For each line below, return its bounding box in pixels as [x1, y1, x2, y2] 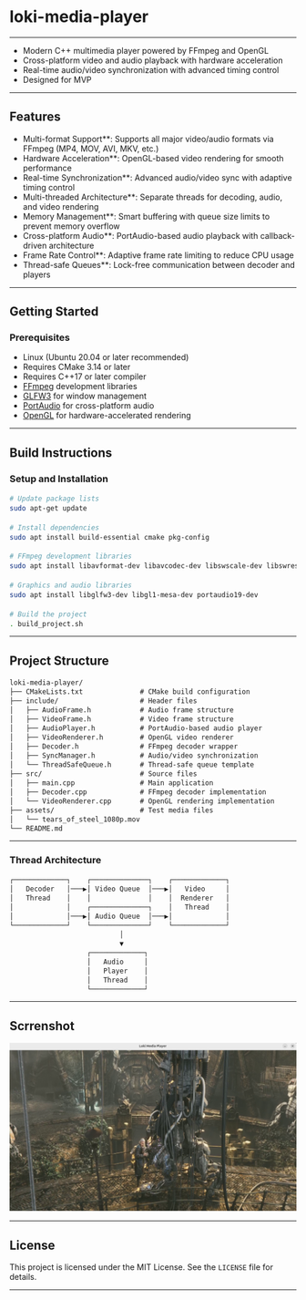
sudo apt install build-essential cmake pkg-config [9, 532, 209, 542]
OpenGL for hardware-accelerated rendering [22, 410, 191, 421]
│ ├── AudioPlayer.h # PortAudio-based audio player [9, 724, 262, 733]
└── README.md [9, 824, 64, 833]
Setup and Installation [9, 472, 109, 485]
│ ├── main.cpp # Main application [9, 779, 214, 788]
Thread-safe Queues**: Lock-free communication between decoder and [22, 259, 296, 270]
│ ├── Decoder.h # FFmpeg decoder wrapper [9, 742, 239, 751]
